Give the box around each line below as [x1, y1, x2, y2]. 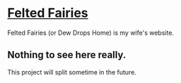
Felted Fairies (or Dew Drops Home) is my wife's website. [7, 28, 175, 37]
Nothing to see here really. [7, 49, 127, 61]
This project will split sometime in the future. [7, 67, 136, 76]
